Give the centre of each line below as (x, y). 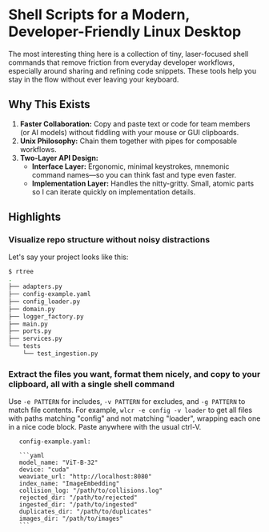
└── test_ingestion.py (60, 354)
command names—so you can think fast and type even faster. (134, 174)
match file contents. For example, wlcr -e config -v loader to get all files (130, 410)
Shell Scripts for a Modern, (99, 15)
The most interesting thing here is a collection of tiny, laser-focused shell (128, 54)
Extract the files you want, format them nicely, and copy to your (134, 374)
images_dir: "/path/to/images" (71, 519)
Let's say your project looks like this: (68, 257)
